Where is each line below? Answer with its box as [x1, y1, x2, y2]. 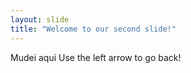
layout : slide [10, 14, 70, 25]
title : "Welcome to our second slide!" [10, 24, 177, 34]
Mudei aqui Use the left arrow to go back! [10, 51, 182, 63]
